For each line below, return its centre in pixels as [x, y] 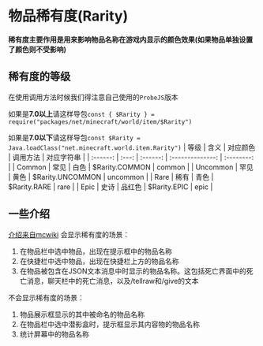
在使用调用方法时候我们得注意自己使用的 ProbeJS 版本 [94, 97]
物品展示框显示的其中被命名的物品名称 [82, 314]
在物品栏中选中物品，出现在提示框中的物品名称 [96, 251]
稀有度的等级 [39, 77]
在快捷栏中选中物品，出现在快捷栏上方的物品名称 [99, 261]
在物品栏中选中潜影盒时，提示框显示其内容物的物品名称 [109, 324]
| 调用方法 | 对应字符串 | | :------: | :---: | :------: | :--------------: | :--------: [131, 157]
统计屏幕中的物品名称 [54, 334]
